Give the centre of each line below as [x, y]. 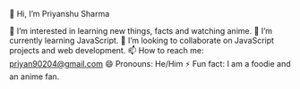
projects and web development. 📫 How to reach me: [107, 50]
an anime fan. [34, 77]
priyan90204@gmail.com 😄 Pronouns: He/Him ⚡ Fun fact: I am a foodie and [150, 64]
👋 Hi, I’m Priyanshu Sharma [60, 14]
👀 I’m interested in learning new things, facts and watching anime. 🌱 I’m [141, 31]
